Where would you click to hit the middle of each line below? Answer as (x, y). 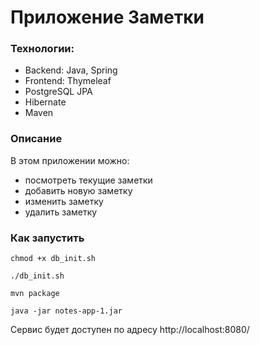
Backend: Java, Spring (71, 70)
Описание (36, 139)
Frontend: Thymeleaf (68, 81)
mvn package (35, 294)
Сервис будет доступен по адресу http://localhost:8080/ (130, 330)
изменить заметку (64, 201)
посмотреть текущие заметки (88, 180)
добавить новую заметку (78, 190)
